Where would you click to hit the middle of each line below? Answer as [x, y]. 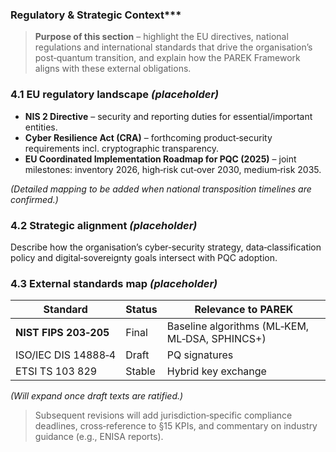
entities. [41, 127]
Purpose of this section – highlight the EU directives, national [161, 37]
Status [141, 310]
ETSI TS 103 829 [56, 371]
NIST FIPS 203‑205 [62, 333]
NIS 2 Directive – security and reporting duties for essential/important [168, 116]
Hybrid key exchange [216, 371]
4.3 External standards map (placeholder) [114, 283]
